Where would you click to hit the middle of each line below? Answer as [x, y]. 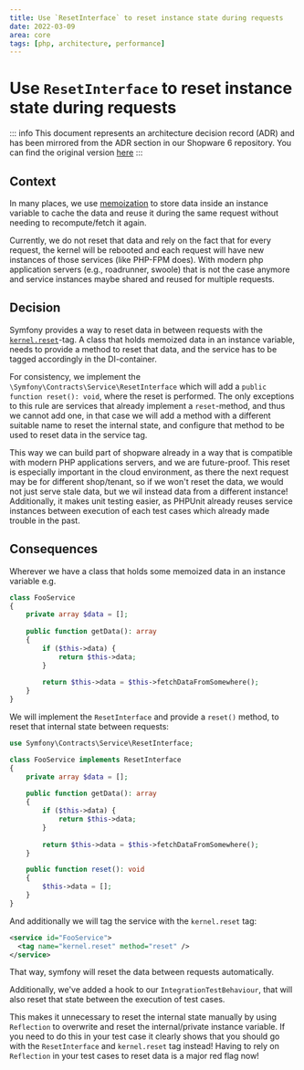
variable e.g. [33, 581]
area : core [30, 35]
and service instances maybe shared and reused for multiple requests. [142, 279]
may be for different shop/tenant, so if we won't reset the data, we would [147, 481]
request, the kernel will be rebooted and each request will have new [137, 250]
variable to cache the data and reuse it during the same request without [144, 213]
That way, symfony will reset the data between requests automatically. [142, 972]
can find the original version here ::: [76, 152]
